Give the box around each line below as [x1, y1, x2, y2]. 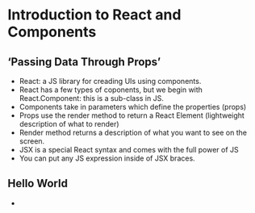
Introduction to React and [7, 6, 182, 24]
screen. [19, 136, 45, 146]
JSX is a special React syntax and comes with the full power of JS [19, 145, 239, 154]
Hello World [7, 177, 68, 190]
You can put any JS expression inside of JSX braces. [19, 153, 195, 163]
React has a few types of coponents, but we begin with [19, 85, 203, 94]
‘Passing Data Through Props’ [7, 55, 161, 69]
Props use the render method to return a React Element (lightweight [19, 111, 245, 120]
